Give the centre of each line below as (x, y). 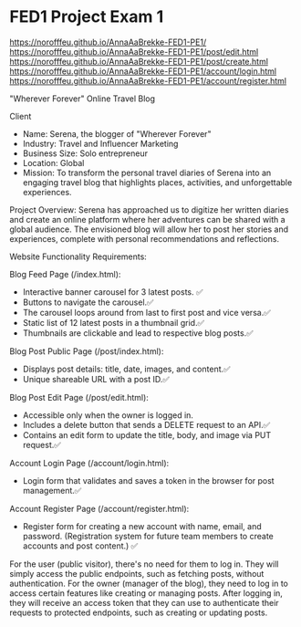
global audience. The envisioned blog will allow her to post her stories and (149, 229)
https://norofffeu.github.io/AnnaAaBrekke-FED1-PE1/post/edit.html (134, 51)
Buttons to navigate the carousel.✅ (88, 302)
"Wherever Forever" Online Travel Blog (83, 99)
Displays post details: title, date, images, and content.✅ (126, 369)
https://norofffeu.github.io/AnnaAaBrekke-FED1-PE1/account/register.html (148, 80)
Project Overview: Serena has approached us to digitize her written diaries (149, 209)
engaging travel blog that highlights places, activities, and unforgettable (157, 182)
